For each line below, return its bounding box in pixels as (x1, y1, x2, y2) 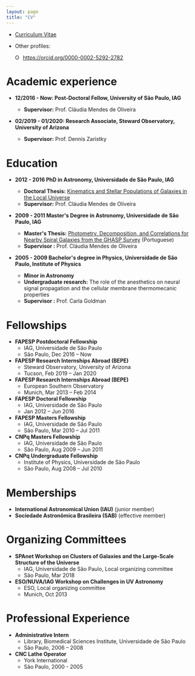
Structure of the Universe (14, 559, 79, 566)
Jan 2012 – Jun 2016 (23, 408, 75, 415)
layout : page (6, 8, 39, 15)
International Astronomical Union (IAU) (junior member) (14, 506, 155, 513)
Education (6, 156, 58, 170)
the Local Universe (23, 194, 70, 201)
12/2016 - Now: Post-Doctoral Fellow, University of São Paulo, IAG (14, 94, 181, 102)
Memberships (6, 486, 77, 499)
